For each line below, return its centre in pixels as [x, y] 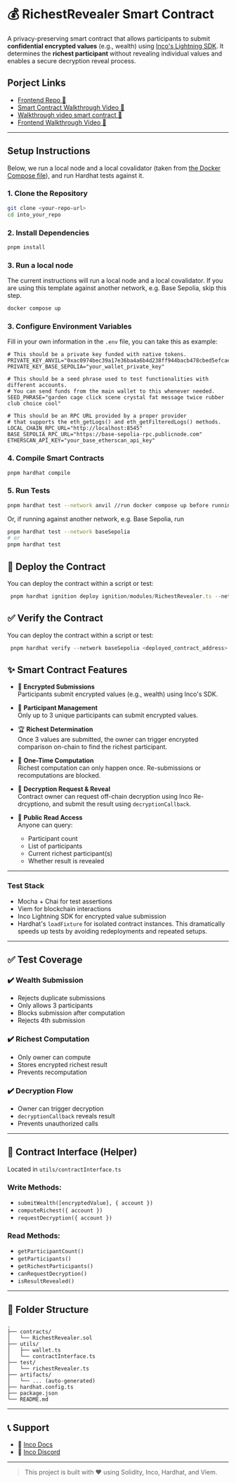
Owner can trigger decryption [60, 1109]
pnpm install [26, 247]
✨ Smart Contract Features [67, 670]
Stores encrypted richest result [62, 1064]
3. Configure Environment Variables [70, 326]
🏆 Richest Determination [55, 729]
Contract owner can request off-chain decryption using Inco [104, 797]
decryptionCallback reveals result [66, 1116]
